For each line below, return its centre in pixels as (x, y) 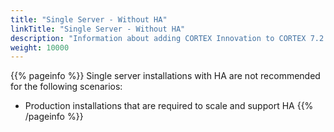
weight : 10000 (40, 47)
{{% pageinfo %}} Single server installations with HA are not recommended (165, 76)
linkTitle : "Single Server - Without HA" (98, 29)
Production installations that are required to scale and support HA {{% (169, 106)
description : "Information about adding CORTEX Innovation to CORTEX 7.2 (167, 38)
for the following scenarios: (66, 87)
